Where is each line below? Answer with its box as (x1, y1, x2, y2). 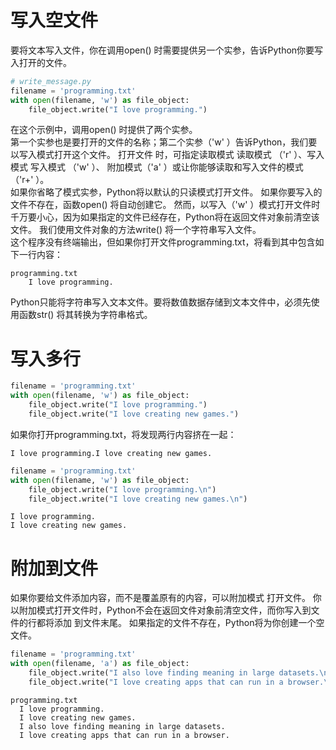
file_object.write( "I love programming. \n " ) (28, 484, 217, 495)
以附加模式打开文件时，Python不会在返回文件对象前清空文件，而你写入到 (10, 604, 312, 616)
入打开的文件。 (10, 56, 72, 68)
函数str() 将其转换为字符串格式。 (18, 309, 153, 321)
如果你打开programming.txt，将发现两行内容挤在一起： (10, 428, 237, 440)
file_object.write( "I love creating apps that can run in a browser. (28, 677, 325, 687)
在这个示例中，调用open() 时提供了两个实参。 (10, 124, 198, 136)
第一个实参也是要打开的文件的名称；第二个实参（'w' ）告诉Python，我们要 (10, 136, 318, 148)
